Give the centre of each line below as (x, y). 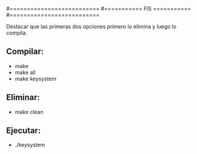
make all (25, 72)
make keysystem (36, 78)
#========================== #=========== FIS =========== (99, 9)
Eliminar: (23, 98)
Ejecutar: (23, 131)
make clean (29, 112)
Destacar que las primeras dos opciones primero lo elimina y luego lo (91, 27)
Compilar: (25, 52)
